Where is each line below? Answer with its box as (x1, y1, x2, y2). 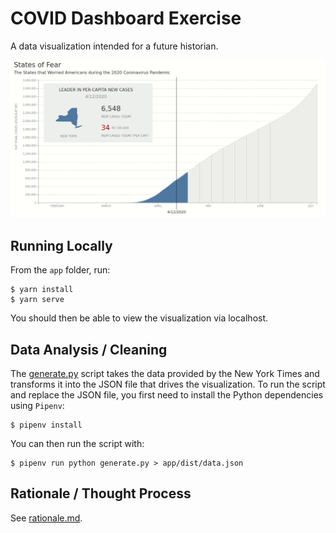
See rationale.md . (10, 512, 83, 524)
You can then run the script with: (10, 438, 145, 450)
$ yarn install (10, 285, 74, 295)
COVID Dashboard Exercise (10, 7, 242, 30)
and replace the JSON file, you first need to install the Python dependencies (10, 389, 324, 401)
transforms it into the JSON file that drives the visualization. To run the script (10, 378, 326, 391)
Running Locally (10, 237, 113, 254)
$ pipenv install (10, 420, 83, 431)
